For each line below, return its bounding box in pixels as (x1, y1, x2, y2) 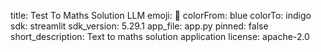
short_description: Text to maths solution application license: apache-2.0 (10, 31, 310, 42)
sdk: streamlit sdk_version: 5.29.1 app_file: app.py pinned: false (10, 20, 269, 32)
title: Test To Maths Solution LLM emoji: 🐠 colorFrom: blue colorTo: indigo (10, 10, 312, 21)
